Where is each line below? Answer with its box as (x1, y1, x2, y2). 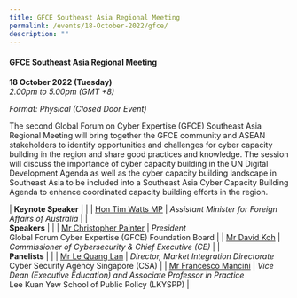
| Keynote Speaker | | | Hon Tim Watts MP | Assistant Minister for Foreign (9, 203, 277, 214)
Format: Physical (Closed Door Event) (9, 103, 147, 114)
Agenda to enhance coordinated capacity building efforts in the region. (9, 186, 269, 197)
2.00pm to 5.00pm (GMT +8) (9, 86, 115, 97)
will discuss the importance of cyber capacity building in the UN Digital (9, 158, 269, 169)
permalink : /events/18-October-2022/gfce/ (9, 21, 168, 30)
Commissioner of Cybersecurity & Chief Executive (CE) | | (9, 241, 220, 252)
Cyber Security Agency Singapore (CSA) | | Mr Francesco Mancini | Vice (9, 260, 275, 271)
